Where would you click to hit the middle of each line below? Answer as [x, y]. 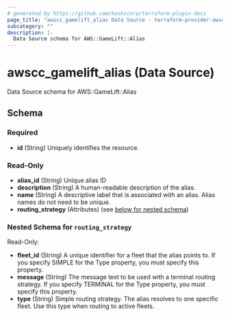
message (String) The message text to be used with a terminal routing [116, 277]
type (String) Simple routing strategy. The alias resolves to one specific [118, 299]
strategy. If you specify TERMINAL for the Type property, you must [111, 284]
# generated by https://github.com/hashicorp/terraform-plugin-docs [107, 13]
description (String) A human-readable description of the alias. [106, 188]
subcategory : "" [30, 26]
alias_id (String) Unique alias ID [62, 180]
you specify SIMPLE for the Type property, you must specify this [108, 263]
